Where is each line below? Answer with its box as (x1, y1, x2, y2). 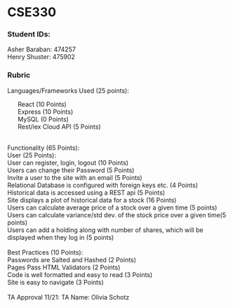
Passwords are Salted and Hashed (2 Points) (7, 255, 137, 264)
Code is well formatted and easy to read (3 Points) (7, 270, 153, 278)
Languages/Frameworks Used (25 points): (7, 86, 130, 95)
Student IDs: (7, 30, 51, 39)
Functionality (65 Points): (7, 143, 80, 152)
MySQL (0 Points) (17, 115, 69, 123)
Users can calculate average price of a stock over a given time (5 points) (7, 203, 218, 212)
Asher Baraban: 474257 (7, 45, 76, 53)
